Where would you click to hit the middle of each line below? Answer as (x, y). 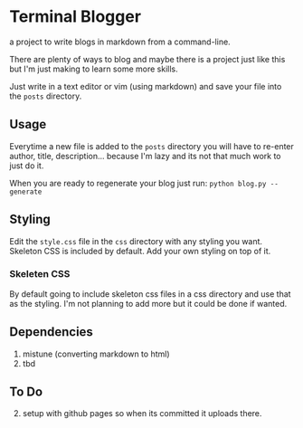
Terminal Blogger (76, 17)
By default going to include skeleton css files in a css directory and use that (150, 294)
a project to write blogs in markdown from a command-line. (120, 42)
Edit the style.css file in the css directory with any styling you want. (136, 241)
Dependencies (51, 332)
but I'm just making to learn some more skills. (94, 69)
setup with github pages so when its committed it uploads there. (142, 414)
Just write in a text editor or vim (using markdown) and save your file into (146, 86)
